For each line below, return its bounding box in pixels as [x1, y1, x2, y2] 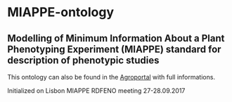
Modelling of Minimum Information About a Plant [7, 32, 225, 44]
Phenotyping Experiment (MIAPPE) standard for [7, 43, 221, 55]
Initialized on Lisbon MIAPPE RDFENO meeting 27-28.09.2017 [7, 87, 186, 95]
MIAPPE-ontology [7, 4, 115, 20]
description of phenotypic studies [7, 54, 160, 66]
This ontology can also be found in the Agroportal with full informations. [7, 73, 216, 81]
